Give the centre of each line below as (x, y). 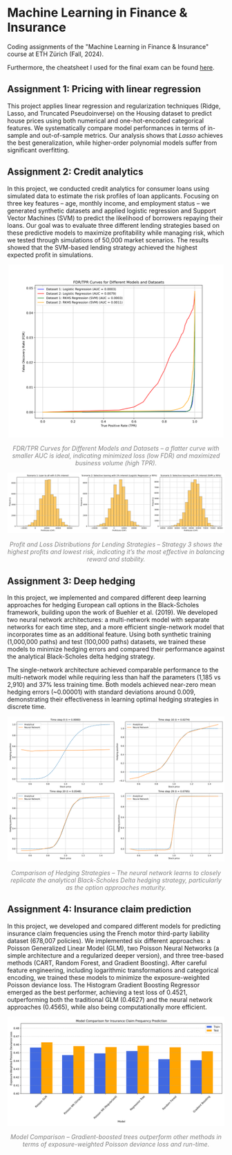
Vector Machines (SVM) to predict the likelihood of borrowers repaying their (115, 218)
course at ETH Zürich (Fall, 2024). (56, 54)
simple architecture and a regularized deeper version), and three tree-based (116, 955)
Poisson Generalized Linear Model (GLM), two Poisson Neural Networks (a (113, 948)
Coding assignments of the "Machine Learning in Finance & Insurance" (108, 46)
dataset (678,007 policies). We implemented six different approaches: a (109, 940)
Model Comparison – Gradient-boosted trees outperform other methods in (116, 1136)
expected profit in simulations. (50, 255)
